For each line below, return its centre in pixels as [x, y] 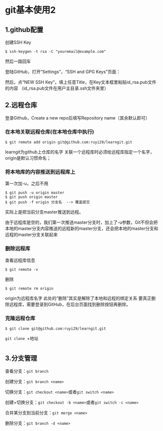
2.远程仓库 [21, 105]
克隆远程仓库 [20, 318]
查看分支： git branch [27, 371]
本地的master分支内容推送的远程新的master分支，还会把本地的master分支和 [82, 229]
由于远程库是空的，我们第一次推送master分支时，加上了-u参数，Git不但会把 [81, 222]
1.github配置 [24, 30]
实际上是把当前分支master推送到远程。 [44, 212]
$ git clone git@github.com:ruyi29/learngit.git [56, 329]
